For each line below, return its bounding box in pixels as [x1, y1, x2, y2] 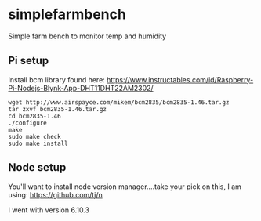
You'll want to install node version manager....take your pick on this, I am [8, 182, 241, 191]
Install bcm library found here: [8, 74, 106, 84]
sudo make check [8, 132, 61, 140]
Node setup [8, 161, 67, 174]
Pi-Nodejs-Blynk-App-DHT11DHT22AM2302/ [8, 83, 154, 92]
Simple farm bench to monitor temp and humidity [8, 31, 167, 41]
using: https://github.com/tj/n [8, 190, 103, 199]
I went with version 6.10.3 [8, 205, 90, 215]
